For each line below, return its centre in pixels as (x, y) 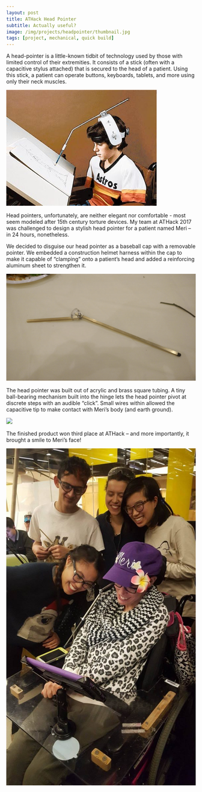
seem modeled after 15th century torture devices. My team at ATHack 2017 (99, 222)
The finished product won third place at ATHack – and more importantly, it (98, 434)
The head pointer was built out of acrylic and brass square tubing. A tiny (96, 391)
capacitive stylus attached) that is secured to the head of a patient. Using (97, 69)
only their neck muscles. (37, 82)
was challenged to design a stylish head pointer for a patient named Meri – (99, 228)
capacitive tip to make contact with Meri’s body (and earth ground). (90, 410)
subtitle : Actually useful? (41, 25)
